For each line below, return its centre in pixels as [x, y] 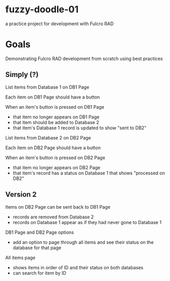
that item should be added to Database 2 [56, 122]
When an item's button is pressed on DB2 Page [55, 157]
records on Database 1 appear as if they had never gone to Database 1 [87, 222]
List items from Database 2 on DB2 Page [48, 137]
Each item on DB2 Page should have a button [53, 148]
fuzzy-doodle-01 [42, 9]
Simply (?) [22, 75]
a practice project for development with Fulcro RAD [60, 24]
